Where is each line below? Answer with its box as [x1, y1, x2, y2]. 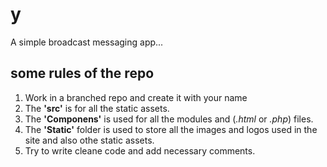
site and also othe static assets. [24, 134, 155, 146]
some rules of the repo [10, 65, 155, 82]
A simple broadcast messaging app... [10, 36, 164, 48]
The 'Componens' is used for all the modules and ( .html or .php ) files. [24, 113, 314, 125]
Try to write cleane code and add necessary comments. [24, 144, 256, 157]
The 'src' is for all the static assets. [24, 102, 170, 114]
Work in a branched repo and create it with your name [24, 91, 248, 103]
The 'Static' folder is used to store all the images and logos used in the [24, 123, 318, 135]
